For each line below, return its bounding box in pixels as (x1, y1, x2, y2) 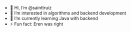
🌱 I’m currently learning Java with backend (9, 15, 98, 21)
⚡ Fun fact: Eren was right (9, 21, 63, 27)
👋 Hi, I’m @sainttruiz (9, 5, 52, 10)
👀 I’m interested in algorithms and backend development (9, 10, 126, 16)
